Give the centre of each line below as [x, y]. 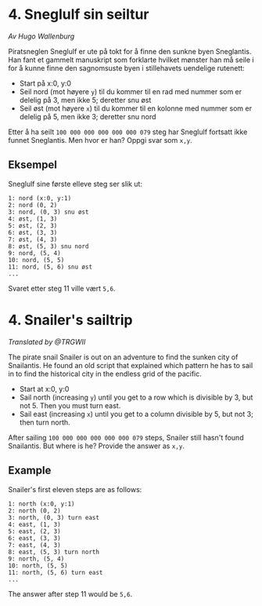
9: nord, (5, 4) [34, 253]
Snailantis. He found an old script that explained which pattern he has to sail [131, 365]
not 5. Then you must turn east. [70, 405]
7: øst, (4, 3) [33, 239]
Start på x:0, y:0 [45, 83]
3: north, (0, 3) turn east [54, 517]
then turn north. [45, 422]
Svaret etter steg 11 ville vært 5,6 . [62, 288]
